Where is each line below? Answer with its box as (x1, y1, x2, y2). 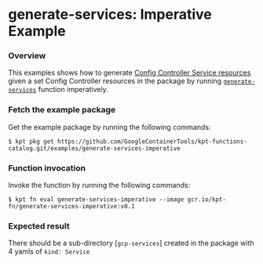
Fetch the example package (8, 104, 116, 115)
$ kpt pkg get (8, 137, 55, 145)
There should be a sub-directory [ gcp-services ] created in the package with (8, 238, 254, 248)
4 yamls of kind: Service (8, 247, 90, 256)
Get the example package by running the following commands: (8, 122, 211, 131)
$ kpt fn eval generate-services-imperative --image (8, 196, 184, 203)
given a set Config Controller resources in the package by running (8, 76, 222, 86)
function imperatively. (38, 85, 108, 94)
